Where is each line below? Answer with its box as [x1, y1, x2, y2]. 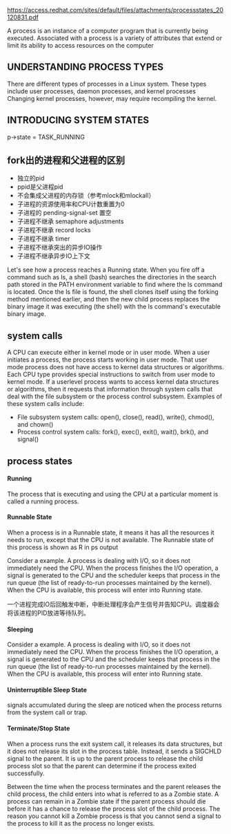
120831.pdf [7, 13, 39, 21]
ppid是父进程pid [17, 183, 63, 191]
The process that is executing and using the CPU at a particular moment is [7, 490, 219, 498]
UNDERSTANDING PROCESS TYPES [7, 62, 164, 73]
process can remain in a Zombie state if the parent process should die [7, 797, 206, 805]
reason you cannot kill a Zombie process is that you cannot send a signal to [7, 812, 222, 820]
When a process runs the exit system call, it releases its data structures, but [7, 739, 223, 748]
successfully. [7, 769, 45, 777]
